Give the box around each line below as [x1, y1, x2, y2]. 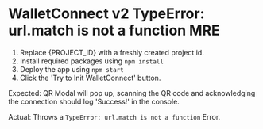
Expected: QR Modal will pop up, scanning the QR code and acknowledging [8, 88, 256, 97]
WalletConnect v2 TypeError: [8, 5, 205, 23]
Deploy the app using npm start [19, 64, 125, 74]
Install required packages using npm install [19, 56, 164, 66]
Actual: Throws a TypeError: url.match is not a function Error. [8, 112, 221, 121]
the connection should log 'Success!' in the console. [8, 97, 180, 106]
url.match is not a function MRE [8, 21, 220, 40]
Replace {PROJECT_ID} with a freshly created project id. [19, 47, 204, 57]
